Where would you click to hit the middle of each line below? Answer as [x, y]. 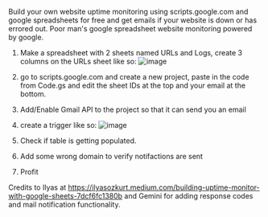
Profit [29, 172]
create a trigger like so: [58, 125]
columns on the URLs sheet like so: [78, 61]
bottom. [33, 94]
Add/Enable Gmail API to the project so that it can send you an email [133, 109]
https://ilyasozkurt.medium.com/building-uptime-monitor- [164, 187]
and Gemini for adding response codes [189, 196]
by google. [26, 37]
